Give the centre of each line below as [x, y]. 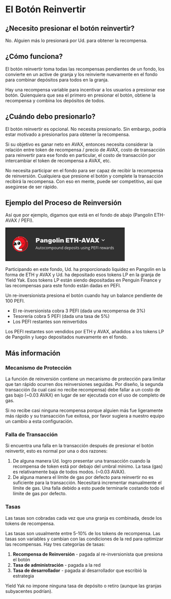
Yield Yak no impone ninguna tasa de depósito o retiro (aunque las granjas [83, 586]
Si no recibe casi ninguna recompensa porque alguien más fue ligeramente [84, 410]
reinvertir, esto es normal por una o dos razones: [56, 451]
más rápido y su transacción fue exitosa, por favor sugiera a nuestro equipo [85, 416]
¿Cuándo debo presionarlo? [51, 117]
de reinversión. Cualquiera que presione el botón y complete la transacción [84, 176]
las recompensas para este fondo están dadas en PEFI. [63, 286]
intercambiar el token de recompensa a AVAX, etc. [58, 160]
